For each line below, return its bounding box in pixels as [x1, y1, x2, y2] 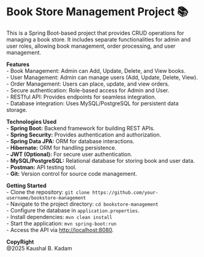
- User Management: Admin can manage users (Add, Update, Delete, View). [6, 73, 198, 81]
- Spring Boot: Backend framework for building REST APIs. [6, 124, 155, 132]
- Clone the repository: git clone [6, 188, 90, 196]
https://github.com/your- [92, 189, 159, 196]
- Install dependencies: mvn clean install [6, 213, 113, 220]
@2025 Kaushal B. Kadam [6, 244, 72, 251]
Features [6, 61, 29, 68]
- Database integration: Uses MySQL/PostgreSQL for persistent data [6, 99, 179, 107]
